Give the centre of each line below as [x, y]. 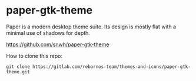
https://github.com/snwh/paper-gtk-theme [58, 44]
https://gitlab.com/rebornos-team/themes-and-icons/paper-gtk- [112, 67]
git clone [18, 67]
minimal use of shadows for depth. [48, 33]
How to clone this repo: [34, 56]
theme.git [18, 72]
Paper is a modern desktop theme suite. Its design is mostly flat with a [91, 27]
